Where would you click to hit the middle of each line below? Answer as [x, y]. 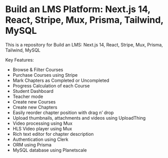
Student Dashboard [33, 91]
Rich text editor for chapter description [53, 134]
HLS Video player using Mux [42, 128]
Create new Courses [34, 101]
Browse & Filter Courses [38, 70]
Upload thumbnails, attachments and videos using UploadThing [79, 118]
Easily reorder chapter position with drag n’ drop [63, 113]
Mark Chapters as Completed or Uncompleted [61, 80]
